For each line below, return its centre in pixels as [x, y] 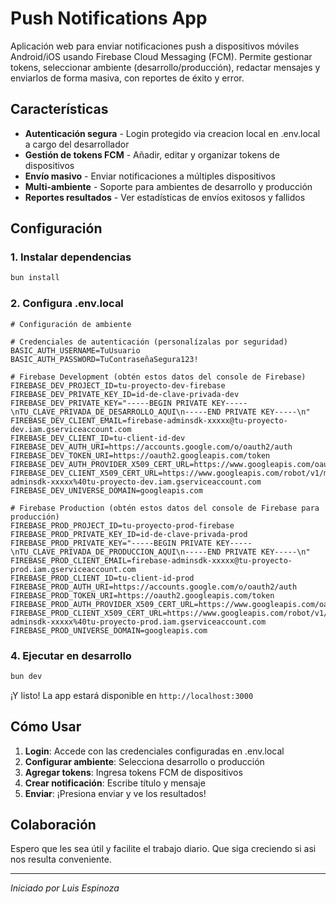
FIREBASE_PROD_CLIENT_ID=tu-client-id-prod [102, 578]
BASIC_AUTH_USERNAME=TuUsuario [75, 350]
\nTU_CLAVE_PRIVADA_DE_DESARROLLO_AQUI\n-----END [116, 412]
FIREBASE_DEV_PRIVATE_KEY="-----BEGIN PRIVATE [109, 403]
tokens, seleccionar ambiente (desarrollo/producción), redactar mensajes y [165, 67]
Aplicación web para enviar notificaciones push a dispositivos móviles [155, 46]
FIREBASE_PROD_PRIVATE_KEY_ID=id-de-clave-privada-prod [129, 534]
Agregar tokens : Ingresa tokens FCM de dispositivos [133, 772]
